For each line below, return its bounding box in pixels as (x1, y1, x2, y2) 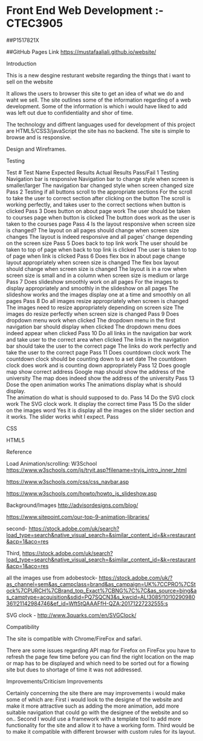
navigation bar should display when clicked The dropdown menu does (6, 323, 181, 330)
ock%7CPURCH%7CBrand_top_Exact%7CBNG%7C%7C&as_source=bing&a (6, 587, 197, 594)
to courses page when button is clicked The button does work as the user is (6, 214, 195, 221)
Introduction (6, 60, 37, 67)
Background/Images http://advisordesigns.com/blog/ (6, 501, 138, 509)
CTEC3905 (6, 16, 63, 30)
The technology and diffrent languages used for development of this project (6, 120, 195, 128)
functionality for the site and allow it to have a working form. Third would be (6, 721, 195, 729)
